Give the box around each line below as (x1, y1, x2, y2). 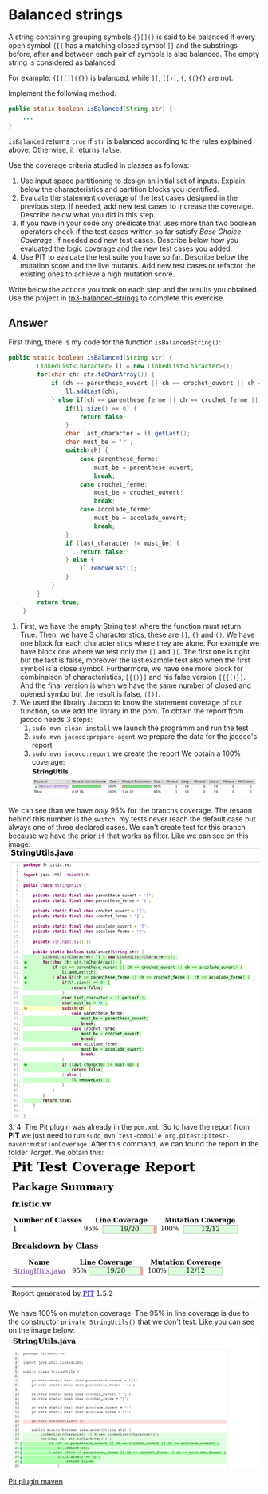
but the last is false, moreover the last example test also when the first (19, 655, 250, 665)
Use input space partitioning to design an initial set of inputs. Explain (19, 176, 246, 185)
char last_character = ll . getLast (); (65, 430, 191, 438)
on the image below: (8, 1325, 76, 1335)
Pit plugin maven (8, 1476, 64, 1487)
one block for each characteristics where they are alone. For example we (19, 638, 260, 648)
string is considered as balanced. (8, 58, 118, 67)
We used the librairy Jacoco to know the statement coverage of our (19, 697, 242, 707)
